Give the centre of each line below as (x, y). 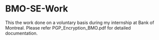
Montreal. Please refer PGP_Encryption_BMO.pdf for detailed (68, 27)
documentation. (22, 33)
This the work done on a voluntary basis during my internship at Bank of (80, 22)
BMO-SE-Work (37, 9)
